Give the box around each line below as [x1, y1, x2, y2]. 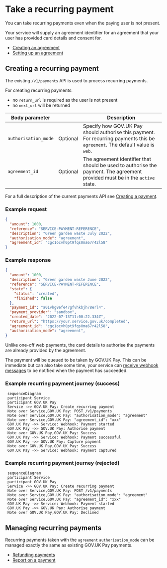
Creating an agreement [12, 44, 60, 50]
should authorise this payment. [83, 129, 155, 136]
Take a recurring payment [5, 3, 114, 15]
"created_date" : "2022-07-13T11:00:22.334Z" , [9, 314, 106, 320]
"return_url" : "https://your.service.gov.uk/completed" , [9, 319, 130, 324]
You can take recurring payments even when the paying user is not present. [5, 20, 161, 26]
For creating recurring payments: [5, 87, 73, 93]
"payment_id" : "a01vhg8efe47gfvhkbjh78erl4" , [9, 305, 106, 310]
